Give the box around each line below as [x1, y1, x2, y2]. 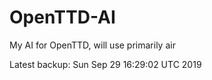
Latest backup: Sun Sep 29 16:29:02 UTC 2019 [9, 58, 202, 70]
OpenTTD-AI [9, 6, 116, 29]
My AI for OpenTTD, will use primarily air [9, 39, 176, 51]
